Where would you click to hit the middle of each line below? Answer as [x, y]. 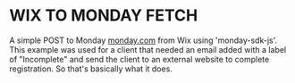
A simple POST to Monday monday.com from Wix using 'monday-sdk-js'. [143, 40]
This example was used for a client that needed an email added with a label [148, 49]
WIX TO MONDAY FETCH [104, 16]
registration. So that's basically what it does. [91, 69]
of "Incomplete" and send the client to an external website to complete [139, 59]
